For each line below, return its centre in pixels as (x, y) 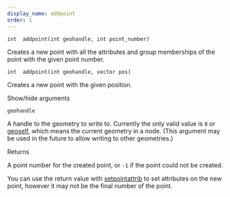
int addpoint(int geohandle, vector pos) (69, 72)
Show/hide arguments (39, 98)
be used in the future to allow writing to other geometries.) (90, 138)
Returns (18, 151)
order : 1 (20, 20)
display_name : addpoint (41, 13)
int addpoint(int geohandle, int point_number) (78, 39)
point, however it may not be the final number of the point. (90, 186)
